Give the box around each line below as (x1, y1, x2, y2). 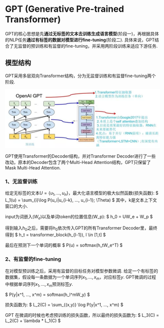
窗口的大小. (5, 203, 28, 209)
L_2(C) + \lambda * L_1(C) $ (5, 318, 61, 324)
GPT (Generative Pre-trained (5, 3, 124, 15)
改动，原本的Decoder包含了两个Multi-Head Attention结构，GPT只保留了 (5, 159, 151, 165)
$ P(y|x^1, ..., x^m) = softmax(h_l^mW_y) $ (5, 292, 90, 298)
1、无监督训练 (5, 178, 38, 185)
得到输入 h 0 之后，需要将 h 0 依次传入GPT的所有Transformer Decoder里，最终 (5, 225, 158, 232)
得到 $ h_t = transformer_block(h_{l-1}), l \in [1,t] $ (5, 232, 106, 238)
